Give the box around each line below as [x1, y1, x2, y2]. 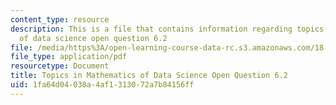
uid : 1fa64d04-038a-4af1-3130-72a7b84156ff [10, 80, 195, 90]
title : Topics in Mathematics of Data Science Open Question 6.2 [10, 71, 288, 81]
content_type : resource [10, 14, 110, 25]
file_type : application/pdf [10, 52, 128, 62]
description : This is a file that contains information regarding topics [10, 24, 325, 34]
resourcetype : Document [10, 61, 110, 71]
